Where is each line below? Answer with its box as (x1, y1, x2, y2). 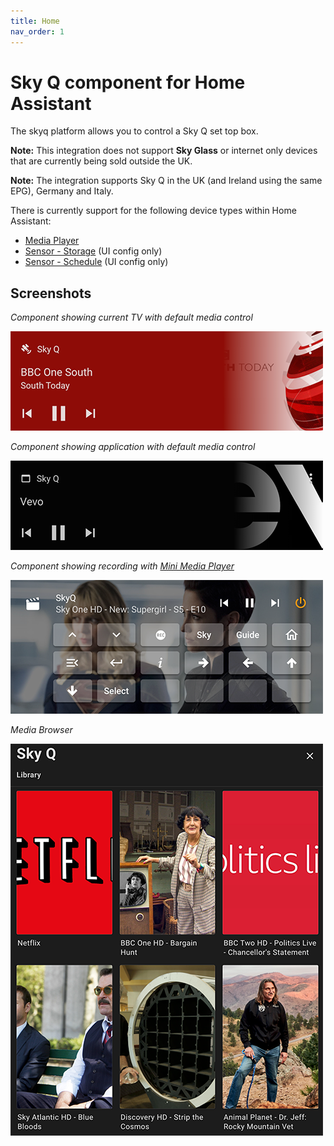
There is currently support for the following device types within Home (10, 205, 297, 217)
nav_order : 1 (10, 26, 65, 37)
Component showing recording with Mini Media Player (10, 560, 235, 572)
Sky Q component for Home (10, 71, 246, 94)
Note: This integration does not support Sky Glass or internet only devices (10, 145, 318, 157)
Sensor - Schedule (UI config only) (24, 256, 169, 268)
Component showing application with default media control (10, 441, 256, 453)
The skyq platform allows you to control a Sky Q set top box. (10, 125, 259, 137)
